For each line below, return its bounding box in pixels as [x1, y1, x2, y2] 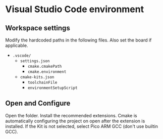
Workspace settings [5, 24, 71, 32]
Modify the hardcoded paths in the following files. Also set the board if [5, 37, 152, 43]
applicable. [5, 42, 28, 49]
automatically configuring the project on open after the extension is [5, 118, 145, 124]
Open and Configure [5, 99, 71, 108]
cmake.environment [27, 69, 67, 74]
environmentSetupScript [27, 85, 78, 90]
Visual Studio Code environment [5, 4, 144, 15]
